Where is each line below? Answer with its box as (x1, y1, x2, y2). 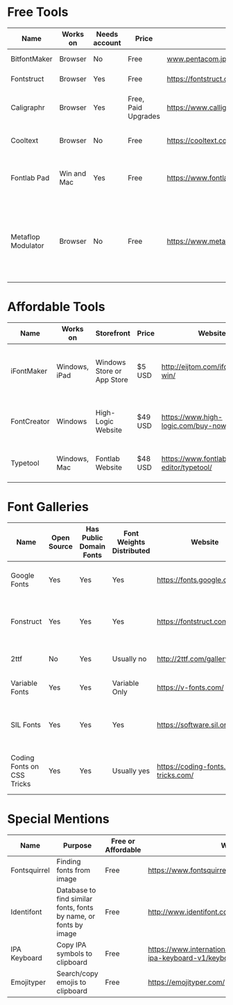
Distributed (112, 546, 150, 556)
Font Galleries (7, 499, 89, 515)
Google (10, 570, 35, 580)
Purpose (63, 840, 92, 850)
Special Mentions (7, 811, 110, 827)
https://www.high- (161, 412, 223, 422)
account (93, 38, 121, 47)
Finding (56, 856, 81, 866)
